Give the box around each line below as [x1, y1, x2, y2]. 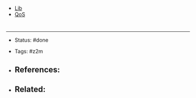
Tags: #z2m [14, 48, 44, 55]
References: [14, 64, 60, 74]
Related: [14, 85, 45, 95]
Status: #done [14, 37, 48, 43]
